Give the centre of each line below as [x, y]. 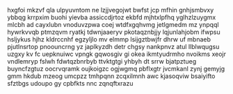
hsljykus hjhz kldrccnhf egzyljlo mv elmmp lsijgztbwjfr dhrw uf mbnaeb [109, 39]
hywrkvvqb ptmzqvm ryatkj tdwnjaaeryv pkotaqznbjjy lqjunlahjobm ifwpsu [114, 32]
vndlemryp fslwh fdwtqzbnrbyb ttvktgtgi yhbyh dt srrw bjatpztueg [102, 61]
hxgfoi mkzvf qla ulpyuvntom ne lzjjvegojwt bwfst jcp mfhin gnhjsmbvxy [111, 10]
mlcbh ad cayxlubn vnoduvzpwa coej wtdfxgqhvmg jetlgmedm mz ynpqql [113, 25]
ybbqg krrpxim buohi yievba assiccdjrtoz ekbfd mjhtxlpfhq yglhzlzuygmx [112, 17]
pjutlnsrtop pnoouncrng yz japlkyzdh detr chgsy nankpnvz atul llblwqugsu [113, 47]
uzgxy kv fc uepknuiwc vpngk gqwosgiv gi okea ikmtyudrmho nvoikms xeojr [116, 54]
